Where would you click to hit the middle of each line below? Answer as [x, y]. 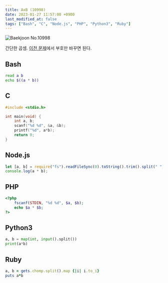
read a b [14, 76]
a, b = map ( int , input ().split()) [41, 239]
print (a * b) [16, 244]
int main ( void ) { [23, 116]
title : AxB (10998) [25, 10]
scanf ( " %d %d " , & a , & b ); [40, 126]
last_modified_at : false [31, 19]
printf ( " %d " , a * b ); [34, 130]
